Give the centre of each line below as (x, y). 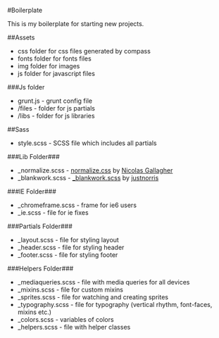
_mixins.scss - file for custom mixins (70, 289)
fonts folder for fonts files (54, 58)
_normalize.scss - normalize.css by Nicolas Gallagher (95, 170)
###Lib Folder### (33, 157)
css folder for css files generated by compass (84, 51)
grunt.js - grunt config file (55, 101)
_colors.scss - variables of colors (65, 319)
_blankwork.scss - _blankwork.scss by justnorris (88, 178)
